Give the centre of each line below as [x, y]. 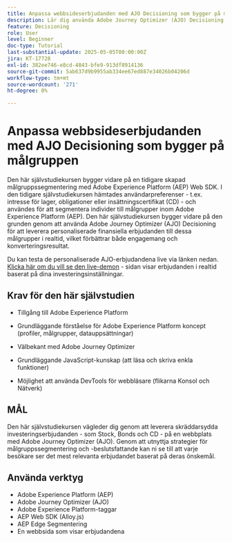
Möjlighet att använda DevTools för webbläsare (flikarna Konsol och [113, 381]
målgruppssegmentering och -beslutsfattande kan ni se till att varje [103, 449]
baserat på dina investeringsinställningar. [66, 274]
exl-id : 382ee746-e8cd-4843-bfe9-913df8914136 [75, 65]
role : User [23, 33]
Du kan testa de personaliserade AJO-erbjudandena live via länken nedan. [113, 260]
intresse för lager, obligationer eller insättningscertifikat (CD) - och [102, 202]
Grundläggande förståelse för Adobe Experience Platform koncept [111, 325]
